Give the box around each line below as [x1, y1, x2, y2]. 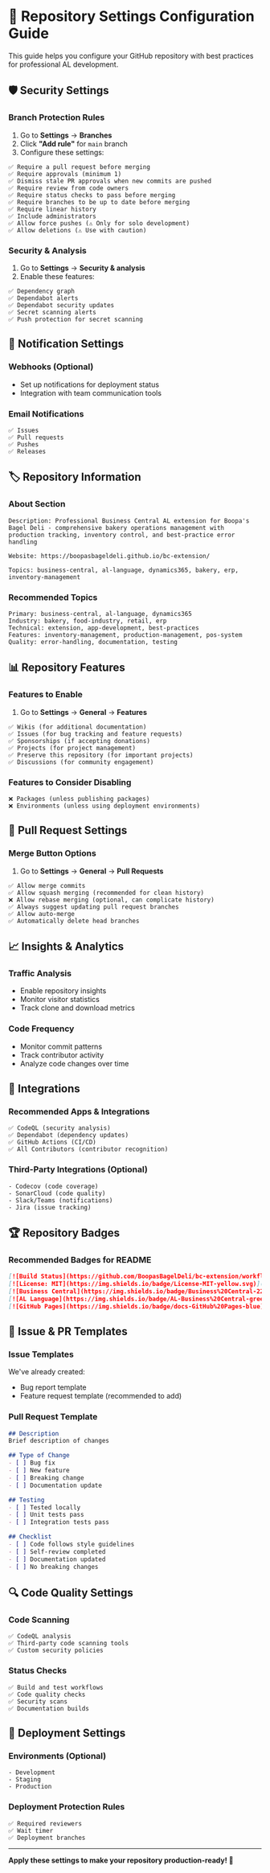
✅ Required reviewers [8, 1819, 83, 1828]
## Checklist [8, 1533, 52, 1541]
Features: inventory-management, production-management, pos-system [8, 630, 243, 639]
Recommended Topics [8, 591, 98, 602]
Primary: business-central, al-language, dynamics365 [8, 610, 193, 618]
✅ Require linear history [8, 205, 96, 213]
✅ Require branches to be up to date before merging [8, 198, 190, 206]
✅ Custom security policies [8, 1646, 104, 1655]
